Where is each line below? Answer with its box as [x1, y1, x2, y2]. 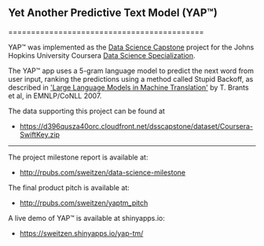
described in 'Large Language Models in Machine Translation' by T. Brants [8, 83, 249, 92]
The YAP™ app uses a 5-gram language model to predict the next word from [8, 66, 254, 75]
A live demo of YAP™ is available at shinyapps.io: [8, 213, 165, 222]
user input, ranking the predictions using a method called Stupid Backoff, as [8, 74, 254, 83]
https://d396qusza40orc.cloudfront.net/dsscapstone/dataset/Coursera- [19, 121, 254, 130]
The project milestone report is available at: [8, 152, 148, 162]
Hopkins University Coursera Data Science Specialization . [8, 50, 196, 60]
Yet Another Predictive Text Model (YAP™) [8, 6, 218, 20]
